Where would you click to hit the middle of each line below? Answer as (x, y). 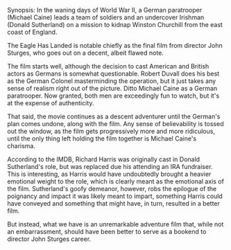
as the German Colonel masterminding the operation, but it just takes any (112, 81)
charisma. (22, 146)
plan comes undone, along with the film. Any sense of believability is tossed (115, 124)
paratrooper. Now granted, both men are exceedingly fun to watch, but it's (113, 96)
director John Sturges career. (49, 239)
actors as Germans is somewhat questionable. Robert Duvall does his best (113, 73)
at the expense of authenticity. (51, 103)
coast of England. (32, 32)
